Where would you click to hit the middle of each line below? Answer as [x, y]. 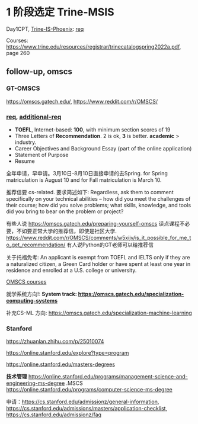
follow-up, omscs [39, 72]
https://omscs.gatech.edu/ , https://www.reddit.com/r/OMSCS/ [82, 101]
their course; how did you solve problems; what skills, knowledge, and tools [99, 205]
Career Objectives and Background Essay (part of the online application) [103, 148]
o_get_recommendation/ [36, 245]
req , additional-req [34, 117]
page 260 [18, 53]
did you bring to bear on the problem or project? [65, 211]
